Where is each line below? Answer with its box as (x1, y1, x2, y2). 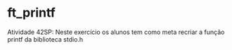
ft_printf (7, 5, 56, 21)
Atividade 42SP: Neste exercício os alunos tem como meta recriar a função (7, 28, 225, 36)
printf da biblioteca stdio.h (7, 35, 84, 43)
